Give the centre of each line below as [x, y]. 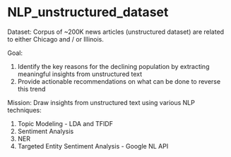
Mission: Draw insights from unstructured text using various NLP [101, 102]
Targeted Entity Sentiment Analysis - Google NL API [93, 146]
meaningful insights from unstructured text [80, 74]
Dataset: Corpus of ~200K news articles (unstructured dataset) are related [116, 32]
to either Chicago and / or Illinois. [56, 39]
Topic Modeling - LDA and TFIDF [65, 123]
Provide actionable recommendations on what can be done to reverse [119, 81]
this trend [31, 89]
